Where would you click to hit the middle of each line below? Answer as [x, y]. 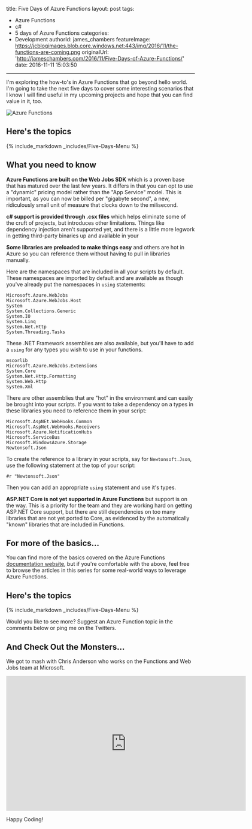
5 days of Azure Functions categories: [62, 33]
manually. [18, 260]
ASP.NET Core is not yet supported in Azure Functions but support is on [97, 499]
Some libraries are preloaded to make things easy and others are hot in [95, 247]
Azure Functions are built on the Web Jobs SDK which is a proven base [95, 179]
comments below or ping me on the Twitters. [61, 628]
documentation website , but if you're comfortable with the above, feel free [98, 564]
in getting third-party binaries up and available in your [72, 236]
